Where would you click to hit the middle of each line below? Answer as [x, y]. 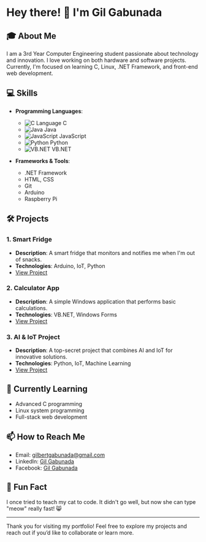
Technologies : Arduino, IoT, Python [60, 265]
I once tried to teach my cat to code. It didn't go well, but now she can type [101, 502]
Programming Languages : [49, 111]
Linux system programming [50, 410]
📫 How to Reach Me [46, 437]
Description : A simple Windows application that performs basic [95, 301]
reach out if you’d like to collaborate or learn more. [70, 532]
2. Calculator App [33, 288]
